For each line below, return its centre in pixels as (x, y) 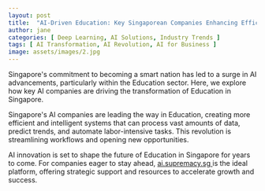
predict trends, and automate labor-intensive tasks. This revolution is (119, 131)
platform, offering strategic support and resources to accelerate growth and (131, 171)
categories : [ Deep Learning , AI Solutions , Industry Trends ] (114, 37)
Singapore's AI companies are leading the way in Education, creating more (129, 114)
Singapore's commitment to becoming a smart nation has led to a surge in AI (132, 74)
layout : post (30, 15)
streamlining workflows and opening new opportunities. (99, 140)
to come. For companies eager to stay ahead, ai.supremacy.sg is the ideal (128, 163)
